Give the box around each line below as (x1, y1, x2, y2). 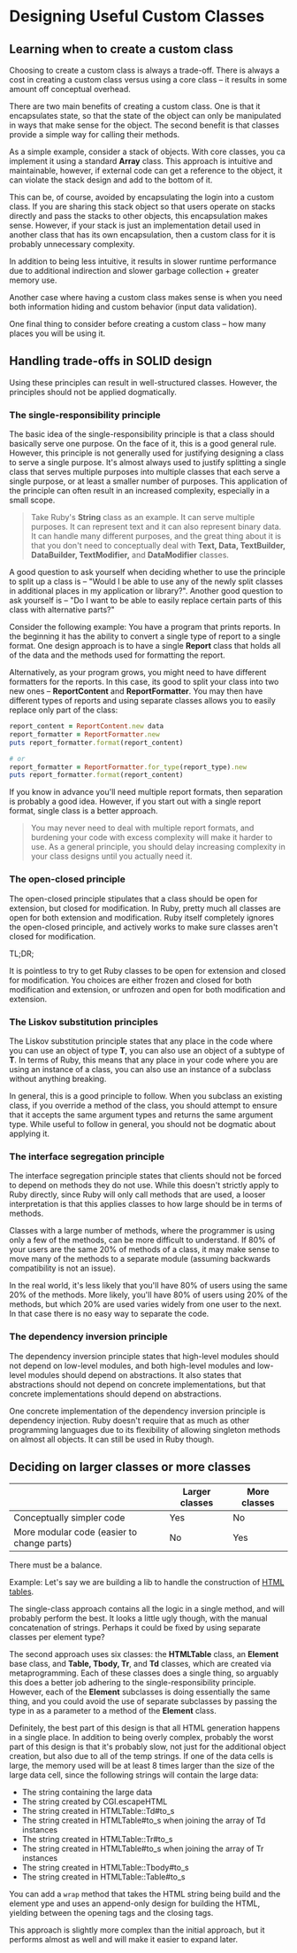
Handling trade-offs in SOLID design (9, 354, 212, 369)
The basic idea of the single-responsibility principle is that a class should (9, 429, 275, 440)
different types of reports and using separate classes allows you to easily (9, 696, 276, 706)
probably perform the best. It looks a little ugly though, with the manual (9, 1613, 268, 1623)
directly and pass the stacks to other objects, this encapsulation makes (9, 211, 268, 221)
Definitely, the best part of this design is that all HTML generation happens (9, 1723, 280, 1733)
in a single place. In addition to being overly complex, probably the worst (9, 1732, 274, 1743)
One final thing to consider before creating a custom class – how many (9, 319, 267, 329)
